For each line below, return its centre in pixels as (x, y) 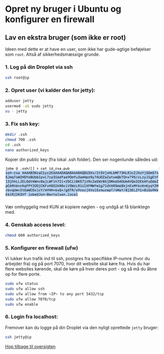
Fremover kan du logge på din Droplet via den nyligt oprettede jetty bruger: (82, 327)
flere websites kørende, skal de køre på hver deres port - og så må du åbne (81, 269)
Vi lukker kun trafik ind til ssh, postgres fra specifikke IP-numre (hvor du (78, 259)
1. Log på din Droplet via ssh (39, 67)
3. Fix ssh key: (23, 124)
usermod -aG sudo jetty (29, 106)
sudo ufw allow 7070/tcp (30, 299)
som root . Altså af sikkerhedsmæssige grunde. (53, 54)
